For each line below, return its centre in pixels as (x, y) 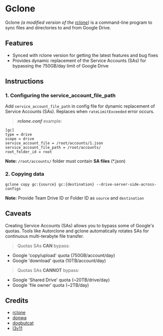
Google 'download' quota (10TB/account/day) (59, 261)
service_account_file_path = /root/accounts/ (53, 148)
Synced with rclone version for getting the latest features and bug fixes (85, 55)
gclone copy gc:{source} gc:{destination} (50, 184)
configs (13, 189)
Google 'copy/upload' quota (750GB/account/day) (64, 255)
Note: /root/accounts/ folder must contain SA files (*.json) (65, 161)
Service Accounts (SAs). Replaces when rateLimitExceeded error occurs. (80, 112)
